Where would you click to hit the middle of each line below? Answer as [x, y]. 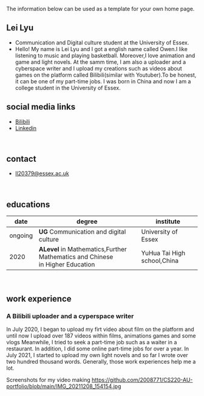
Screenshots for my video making [49, 380]
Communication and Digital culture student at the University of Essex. [102, 43]
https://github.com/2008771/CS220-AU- [142, 380]
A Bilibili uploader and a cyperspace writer [70, 316]
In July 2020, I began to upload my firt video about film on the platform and [100, 329]
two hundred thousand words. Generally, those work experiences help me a [101, 361]
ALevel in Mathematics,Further [83, 249]
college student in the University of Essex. [68, 88]
